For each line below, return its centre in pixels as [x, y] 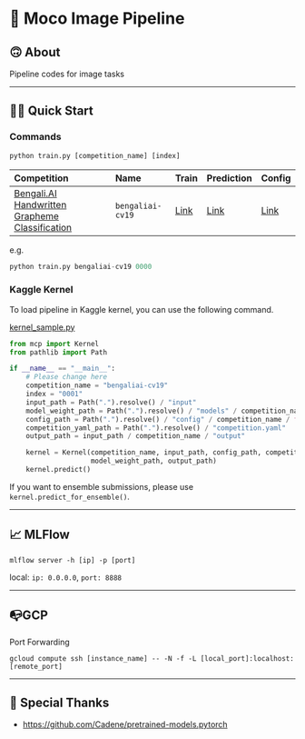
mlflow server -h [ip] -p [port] [73, 560]
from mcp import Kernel [54, 344]
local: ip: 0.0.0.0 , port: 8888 [66, 577]
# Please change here [66, 377]
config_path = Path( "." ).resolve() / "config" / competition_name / [158, 419]
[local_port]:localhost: [247, 658]
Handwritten [40, 205]
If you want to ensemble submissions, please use [101, 486]
